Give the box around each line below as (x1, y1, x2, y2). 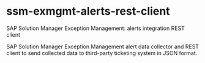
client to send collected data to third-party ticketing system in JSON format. (6, 49, 198, 56)
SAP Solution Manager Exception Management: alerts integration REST (6, 24, 185, 32)
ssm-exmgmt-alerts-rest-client (6, 4, 170, 18)
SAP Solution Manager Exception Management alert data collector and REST (6, 43, 199, 50)
